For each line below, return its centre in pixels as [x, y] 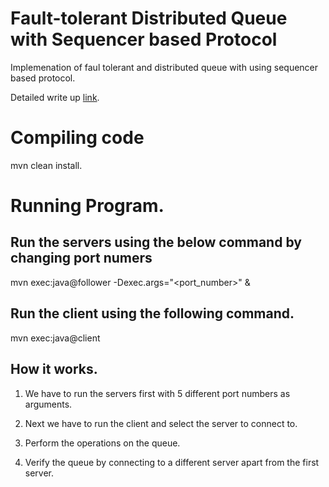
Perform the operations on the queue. [102, 443]
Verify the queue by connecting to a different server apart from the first [172, 462]
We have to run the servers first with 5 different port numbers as [157, 393]
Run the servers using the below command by [156, 242]
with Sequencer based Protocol [144, 39]
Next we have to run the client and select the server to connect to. [161, 423]
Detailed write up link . [55, 97]
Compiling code [77, 138]
